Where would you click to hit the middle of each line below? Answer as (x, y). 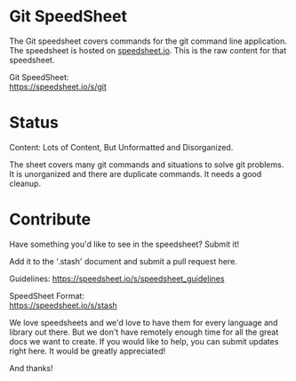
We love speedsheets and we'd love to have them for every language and (144, 322)
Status (34, 123)
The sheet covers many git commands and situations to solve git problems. (147, 164)
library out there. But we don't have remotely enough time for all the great (144, 332)
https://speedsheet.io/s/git (58, 86)
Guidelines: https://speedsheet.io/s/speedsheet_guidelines (117, 279)
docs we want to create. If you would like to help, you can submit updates (144, 341)
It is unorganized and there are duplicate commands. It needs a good (136, 174)
